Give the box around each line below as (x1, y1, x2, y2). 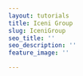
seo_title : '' (8, 34, 56, 42)
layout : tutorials (8, 11, 69, 20)
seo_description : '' (8, 42, 77, 50)
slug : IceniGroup (8, 26, 66, 34)
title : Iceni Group (8, 19, 73, 27)
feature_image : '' (8, 49, 69, 57)
